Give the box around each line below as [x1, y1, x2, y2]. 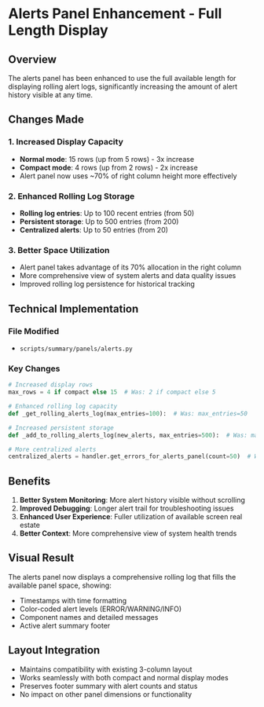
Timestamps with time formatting [19, 595, 127, 605]
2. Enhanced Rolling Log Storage [8, 190, 135, 201]
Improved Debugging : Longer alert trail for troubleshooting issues [19, 504, 234, 513]
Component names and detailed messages [19, 612, 159, 621]
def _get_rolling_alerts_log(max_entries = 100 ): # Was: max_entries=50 [8, 409, 247, 417]
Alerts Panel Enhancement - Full [8, 5, 222, 23]
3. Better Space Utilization [8, 244, 110, 255]
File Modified [8, 325, 60, 336]
